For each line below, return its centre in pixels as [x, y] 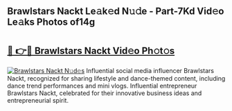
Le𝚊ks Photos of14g [51, 22]
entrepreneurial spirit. [38, 100]
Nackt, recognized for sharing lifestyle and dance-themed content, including [116, 78]
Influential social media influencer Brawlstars [150, 71]
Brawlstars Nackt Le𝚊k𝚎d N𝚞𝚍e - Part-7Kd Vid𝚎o [116, 11]
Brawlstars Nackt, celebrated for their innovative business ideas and [105, 93]
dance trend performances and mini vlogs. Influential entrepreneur [102, 86]
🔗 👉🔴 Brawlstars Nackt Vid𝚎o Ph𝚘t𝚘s [91, 51]
